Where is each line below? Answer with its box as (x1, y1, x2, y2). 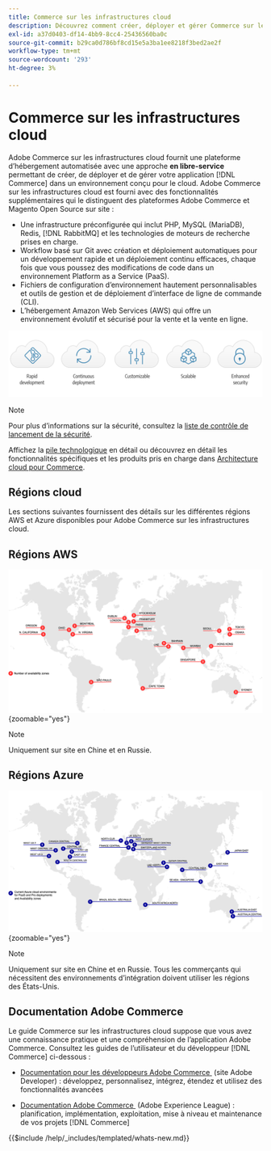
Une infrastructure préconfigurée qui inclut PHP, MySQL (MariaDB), (19, 219, 244, 230)
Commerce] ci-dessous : (8, 1052, 91, 1062)
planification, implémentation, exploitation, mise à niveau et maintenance (19, 1109, 262, 1119)
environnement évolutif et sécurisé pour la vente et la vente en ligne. (19, 314, 248, 323)
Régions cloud (8, 485, 82, 499)
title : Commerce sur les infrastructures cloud (8, 13, 172, 21)
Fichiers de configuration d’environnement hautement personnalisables (19, 280, 257, 289)
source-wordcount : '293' (8, 56, 92, 64)
